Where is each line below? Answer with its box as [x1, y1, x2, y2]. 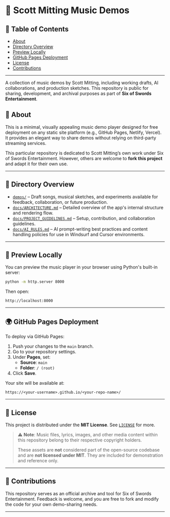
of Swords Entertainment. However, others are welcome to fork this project [5, 155, 163, 161]
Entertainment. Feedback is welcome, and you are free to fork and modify [5, 496, 159, 502]
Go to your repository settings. [12, 349, 77, 355]
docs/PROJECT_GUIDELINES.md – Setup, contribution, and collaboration [12, 215, 155, 221]
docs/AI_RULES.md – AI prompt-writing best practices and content [12, 226, 148, 232]
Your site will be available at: [5, 380, 65, 386]
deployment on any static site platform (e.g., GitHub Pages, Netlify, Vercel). [5, 129, 162, 135]
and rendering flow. [12, 210, 54, 216]
